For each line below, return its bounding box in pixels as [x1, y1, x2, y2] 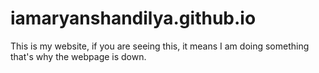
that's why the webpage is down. [10, 50, 147, 62]
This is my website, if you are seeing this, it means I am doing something [10, 40, 310, 52]
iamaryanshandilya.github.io [10, 7, 257, 30]
